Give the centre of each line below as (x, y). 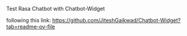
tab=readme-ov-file (31, 27)
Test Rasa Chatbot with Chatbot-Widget (56, 9)
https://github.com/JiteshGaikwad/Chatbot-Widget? (116, 20)
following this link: (29, 20)
